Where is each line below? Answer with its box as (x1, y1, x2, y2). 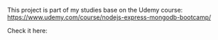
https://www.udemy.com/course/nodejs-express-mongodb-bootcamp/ (7, 13, 211, 21)
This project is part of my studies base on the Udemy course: (7, 6, 183, 14)
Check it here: (7, 27, 47, 34)
